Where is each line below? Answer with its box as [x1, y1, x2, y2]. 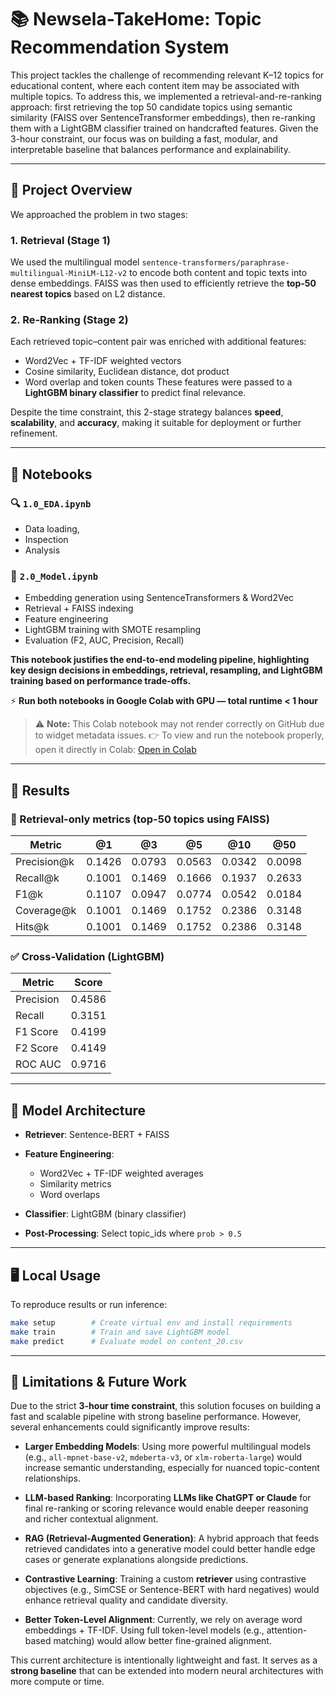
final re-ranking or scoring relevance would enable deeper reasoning [24, 1502, 309, 1515]
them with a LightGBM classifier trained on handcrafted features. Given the [10, 122, 319, 134]
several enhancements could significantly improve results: [10, 1421, 250, 1433]
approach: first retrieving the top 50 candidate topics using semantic [10, 101, 293, 113]
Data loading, [24, 523, 80, 535]
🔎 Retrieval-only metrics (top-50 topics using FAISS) [10, 812, 270, 826]
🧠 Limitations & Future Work [10, 1373, 187, 1390]
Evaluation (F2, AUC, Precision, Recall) [24, 634, 185, 646]
